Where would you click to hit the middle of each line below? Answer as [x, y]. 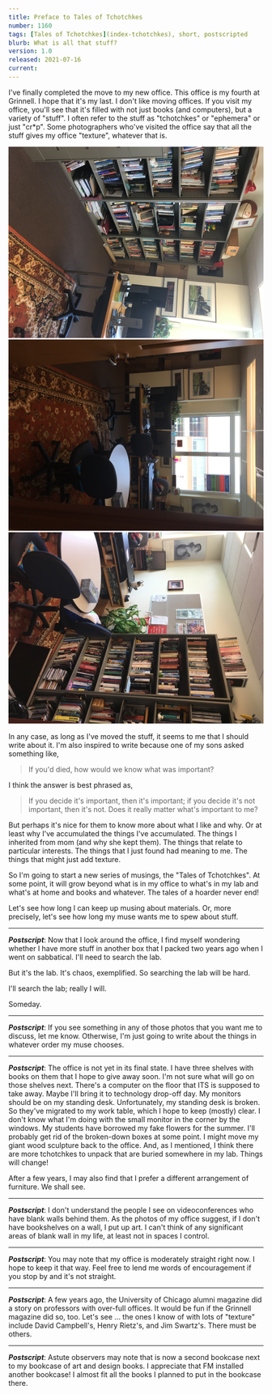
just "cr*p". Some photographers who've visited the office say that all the [130, 126]
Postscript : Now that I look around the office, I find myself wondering [124, 940]
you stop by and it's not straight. [62, 1276]
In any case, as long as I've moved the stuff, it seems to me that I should [129, 736]
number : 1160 [30, 25]
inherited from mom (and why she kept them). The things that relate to [125, 842]
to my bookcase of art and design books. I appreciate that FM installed [126, 1366]
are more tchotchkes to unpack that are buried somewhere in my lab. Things [136, 1154]
